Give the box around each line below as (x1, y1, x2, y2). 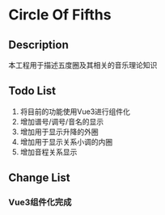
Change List (8, 171, 70, 185)
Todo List (8, 84, 57, 98)
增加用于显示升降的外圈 (19, 127, 99, 137)
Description (8, 38, 69, 52)
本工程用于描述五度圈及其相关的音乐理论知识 (8, 61, 158, 70)
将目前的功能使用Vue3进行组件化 (19, 107, 131, 116)
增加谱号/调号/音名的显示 (19, 116, 104, 126)
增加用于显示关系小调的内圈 (19, 137, 113, 146)
